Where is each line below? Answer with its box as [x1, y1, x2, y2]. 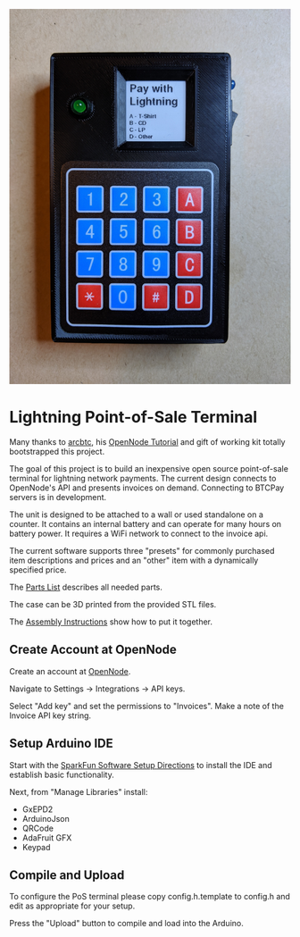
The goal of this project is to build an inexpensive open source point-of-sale [9, 463, 288, 473]
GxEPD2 [21, 804, 54, 815]
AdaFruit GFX [21, 832, 72, 843]
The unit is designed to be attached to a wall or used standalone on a [9, 509, 263, 520]
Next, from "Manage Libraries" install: [9, 786, 148, 797]
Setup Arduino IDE [9, 736, 113, 751]
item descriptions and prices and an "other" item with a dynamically [9, 555, 259, 565]
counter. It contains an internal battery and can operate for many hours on [9, 518, 282, 529]
